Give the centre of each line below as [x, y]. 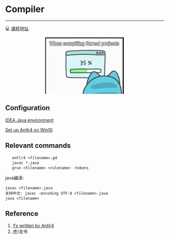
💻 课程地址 [17, 28]
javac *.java [25, 163]
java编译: [15, 178]
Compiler [25, 9]
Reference [22, 214]
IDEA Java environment [29, 120]
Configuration [28, 108]
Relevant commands [38, 146]
